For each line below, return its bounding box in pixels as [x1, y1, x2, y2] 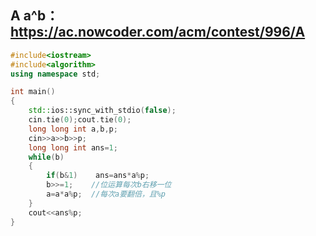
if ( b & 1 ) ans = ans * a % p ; [46, 171, 150, 181]
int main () [10, 87, 56, 97]
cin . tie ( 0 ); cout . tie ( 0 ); [28, 115, 132, 125]
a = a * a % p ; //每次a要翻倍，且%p [46, 189, 166, 200]
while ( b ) [28, 152, 65, 162]
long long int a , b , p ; [28, 124, 118, 134]
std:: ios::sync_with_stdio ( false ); [28, 106, 177, 116]
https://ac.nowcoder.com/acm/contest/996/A [10, 24, 306, 41]
